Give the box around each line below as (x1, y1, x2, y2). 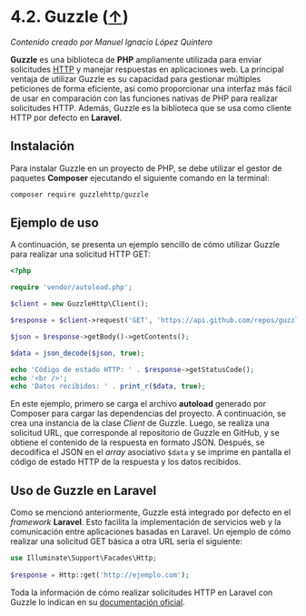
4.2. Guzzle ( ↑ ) (10, 6, 129, 27)
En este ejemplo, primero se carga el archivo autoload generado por (10, 399, 267, 409)
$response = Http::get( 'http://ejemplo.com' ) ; (10, 571, 190, 580)
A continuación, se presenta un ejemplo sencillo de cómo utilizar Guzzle (10, 239, 281, 250)
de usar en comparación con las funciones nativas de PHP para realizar (10, 93, 279, 104)
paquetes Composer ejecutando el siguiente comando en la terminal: (10, 172, 271, 183)
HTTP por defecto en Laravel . (10, 112, 123, 123)
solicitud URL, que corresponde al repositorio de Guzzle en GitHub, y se (10, 428, 280, 439)
